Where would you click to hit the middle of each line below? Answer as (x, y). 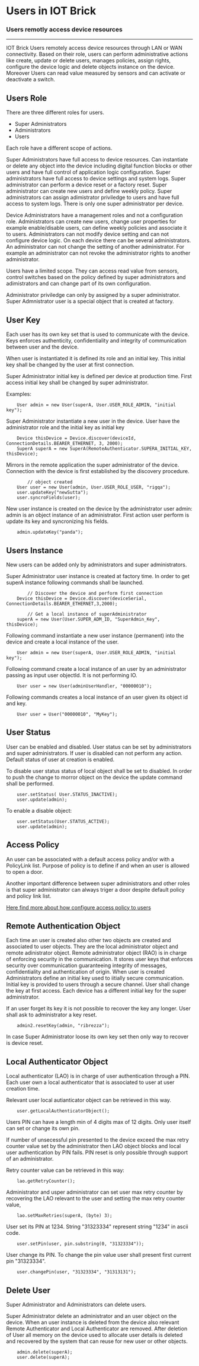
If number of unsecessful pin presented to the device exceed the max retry (98, 1140)
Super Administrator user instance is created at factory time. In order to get (98, 576)
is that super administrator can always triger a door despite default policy (95, 889)
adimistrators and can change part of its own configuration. (78, 284)
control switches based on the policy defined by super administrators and (96, 277)
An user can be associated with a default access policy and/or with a (90, 859)
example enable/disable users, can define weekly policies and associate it (97, 228)
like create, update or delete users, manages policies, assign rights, (89, 61)
